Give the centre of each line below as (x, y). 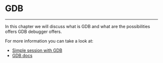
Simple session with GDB (37, 50)
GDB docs (22, 55)
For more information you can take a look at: (49, 41)
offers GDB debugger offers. (33, 31)
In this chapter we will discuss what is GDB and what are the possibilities (78, 26)
